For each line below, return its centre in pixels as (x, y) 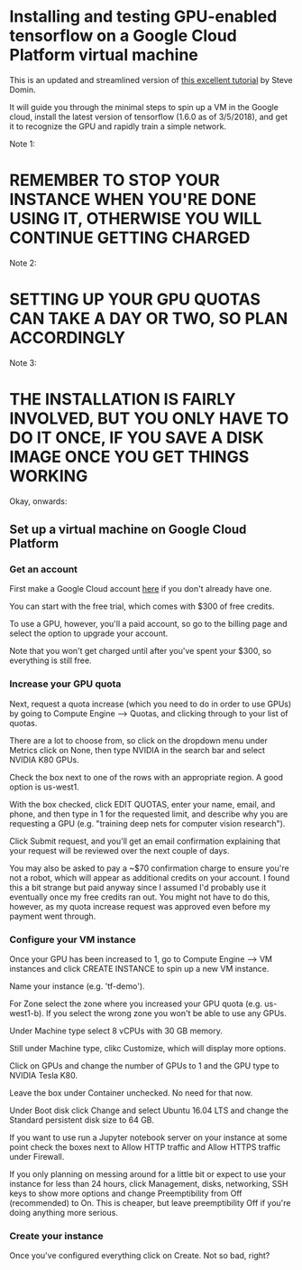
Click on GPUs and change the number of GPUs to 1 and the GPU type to (144, 1066)
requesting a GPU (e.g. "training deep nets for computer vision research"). (147, 823)
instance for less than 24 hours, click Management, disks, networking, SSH (149, 1184)
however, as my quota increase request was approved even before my (140, 906)
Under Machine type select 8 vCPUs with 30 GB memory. (116, 1031)
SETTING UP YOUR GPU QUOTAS (135, 299)
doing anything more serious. (64, 1213)
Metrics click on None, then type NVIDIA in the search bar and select (137, 750)
